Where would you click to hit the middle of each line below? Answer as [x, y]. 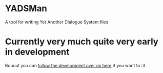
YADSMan [26, 9]
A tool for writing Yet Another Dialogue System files [57, 22]
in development [37, 52]
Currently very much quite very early [82, 42]
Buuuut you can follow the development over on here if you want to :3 [75, 65]
